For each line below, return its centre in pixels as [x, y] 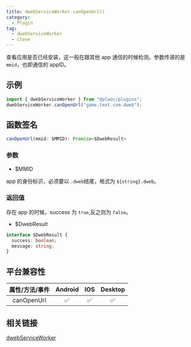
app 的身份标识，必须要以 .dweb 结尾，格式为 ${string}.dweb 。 [83, 181]
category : [18, 17]
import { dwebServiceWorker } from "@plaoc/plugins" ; [74, 99]
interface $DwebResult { [37, 235]
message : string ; [33, 246]
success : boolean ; [35, 240]
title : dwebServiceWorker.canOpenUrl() [56, 12]
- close [21, 39]
